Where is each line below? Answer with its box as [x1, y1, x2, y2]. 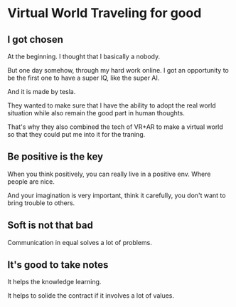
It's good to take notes [7, 259, 109, 271]
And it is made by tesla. [7, 88, 76, 95]
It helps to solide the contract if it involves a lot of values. [7, 291, 175, 300]
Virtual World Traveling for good [7, 5, 202, 21]
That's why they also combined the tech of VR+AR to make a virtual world [7, 123, 224, 131]
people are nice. [7, 177, 55, 186]
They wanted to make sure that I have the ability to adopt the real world [7, 101, 216, 110]
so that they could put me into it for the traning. [7, 130, 146, 138]
